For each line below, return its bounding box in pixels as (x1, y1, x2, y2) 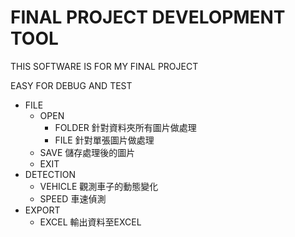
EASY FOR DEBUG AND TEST (10, 79, 133, 91)
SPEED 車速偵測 (39, 192, 107, 205)
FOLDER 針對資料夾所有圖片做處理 (54, 121, 197, 133)
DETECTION (24, 168, 77, 180)
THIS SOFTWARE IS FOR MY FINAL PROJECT (10, 60, 199, 72)
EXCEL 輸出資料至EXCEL (39, 216, 142, 228)
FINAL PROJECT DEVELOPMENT (10, 6, 286, 29)
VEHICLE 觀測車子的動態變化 (39, 180, 159, 192)
